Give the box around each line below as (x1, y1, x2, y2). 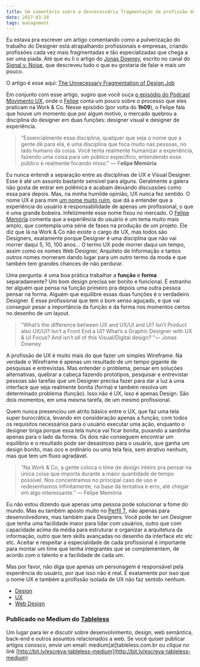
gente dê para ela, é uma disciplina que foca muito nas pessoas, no (20, 141, 186, 148)
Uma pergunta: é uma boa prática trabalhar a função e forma (6, 272, 157, 279)
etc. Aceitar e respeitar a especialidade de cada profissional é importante (6, 539, 186, 546)
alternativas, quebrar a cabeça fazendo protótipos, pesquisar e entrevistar (6, 371, 189, 378)
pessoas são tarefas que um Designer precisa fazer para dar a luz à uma (6, 377, 185, 385)
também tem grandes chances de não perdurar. (6, 260, 123, 268)
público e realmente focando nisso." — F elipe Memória (20, 159, 157, 167)
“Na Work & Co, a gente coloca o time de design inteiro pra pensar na (20, 464, 192, 471)
